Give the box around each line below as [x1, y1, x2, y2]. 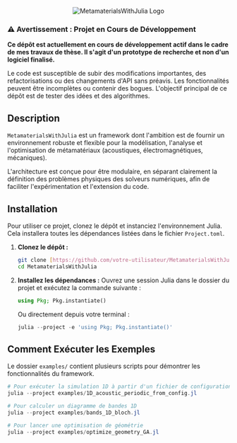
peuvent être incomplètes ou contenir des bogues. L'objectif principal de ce [7, 84, 227, 93]
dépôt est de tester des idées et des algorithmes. [7, 92, 150, 100]
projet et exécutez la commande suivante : [17, 283, 141, 292]
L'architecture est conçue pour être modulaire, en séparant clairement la [7, 167, 217, 176]
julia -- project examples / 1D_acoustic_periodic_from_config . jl [7, 390, 197, 397]
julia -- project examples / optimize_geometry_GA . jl [7, 428, 159, 435]
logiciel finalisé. [7, 55, 55, 64]
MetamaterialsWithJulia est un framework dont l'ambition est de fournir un [7, 131, 225, 139]
